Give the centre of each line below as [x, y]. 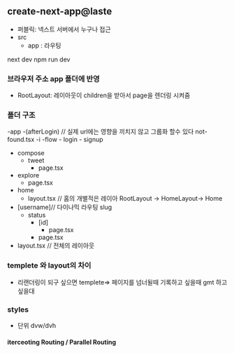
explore [28, 175]
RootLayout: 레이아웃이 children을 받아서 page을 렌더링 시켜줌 [104, 95]
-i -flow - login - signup [70, 140]
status [37, 215]
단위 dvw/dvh [37, 325]
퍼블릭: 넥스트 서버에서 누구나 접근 [64, 29]
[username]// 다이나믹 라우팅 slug [65, 207]
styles [18, 309]
